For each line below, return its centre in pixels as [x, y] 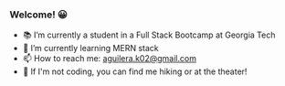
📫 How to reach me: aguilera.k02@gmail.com [109, 59]
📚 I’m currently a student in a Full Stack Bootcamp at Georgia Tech [149, 35]
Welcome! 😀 [39, 15]
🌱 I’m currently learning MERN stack [90, 48]
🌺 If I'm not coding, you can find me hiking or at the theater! [135, 71]
